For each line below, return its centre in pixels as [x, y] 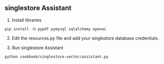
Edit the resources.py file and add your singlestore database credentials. [85, 38]
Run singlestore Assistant [37, 48]
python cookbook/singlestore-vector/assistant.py [57, 57]
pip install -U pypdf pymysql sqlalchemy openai [55, 29]
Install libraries [27, 20]
